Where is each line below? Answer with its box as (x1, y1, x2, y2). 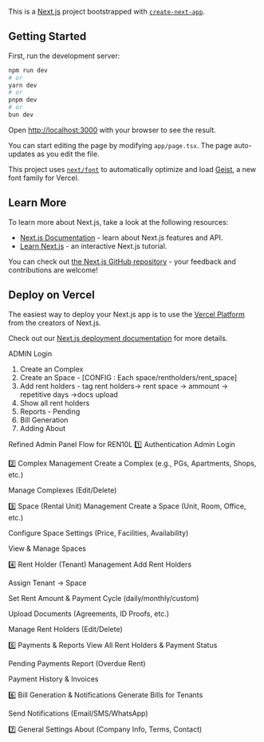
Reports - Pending (19, 406, 81, 416)
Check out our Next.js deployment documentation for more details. (8, 333, 228, 343)
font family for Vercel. (8, 173, 80, 183)
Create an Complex (19, 364, 84, 374)
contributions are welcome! (8, 265, 98, 274)
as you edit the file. (37, 149, 100, 159)
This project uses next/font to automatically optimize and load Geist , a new (8, 164, 257, 174)
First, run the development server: (8, 51, 120, 61)
